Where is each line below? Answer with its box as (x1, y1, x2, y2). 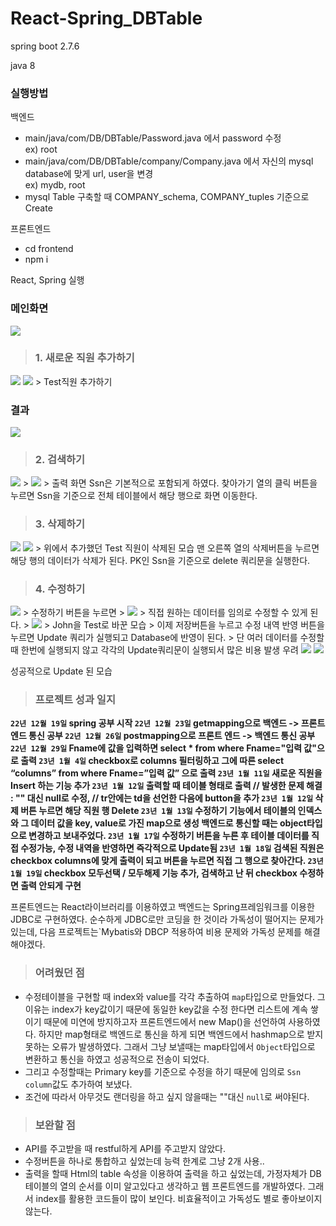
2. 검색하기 (34, 453, 86, 467)
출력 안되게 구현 (20, 880, 82, 892)
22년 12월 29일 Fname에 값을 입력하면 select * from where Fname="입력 (10, 742, 303, 754)
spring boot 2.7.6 (10, 40, 80, 52)
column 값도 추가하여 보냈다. (24, 1078, 133, 1090)
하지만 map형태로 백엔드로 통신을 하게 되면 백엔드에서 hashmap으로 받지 (38, 1028, 324, 1040)
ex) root (24, 143, 58, 156)
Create (24, 202, 53, 214)
